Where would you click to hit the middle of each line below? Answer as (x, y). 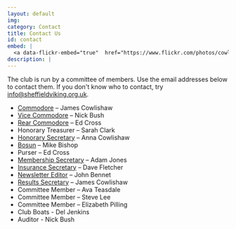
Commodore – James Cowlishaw (65, 107)
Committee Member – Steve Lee (64, 197)
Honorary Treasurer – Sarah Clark (66, 130)
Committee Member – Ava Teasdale (69, 189)
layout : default (31, 14)
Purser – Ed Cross (44, 152)
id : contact (25, 40)
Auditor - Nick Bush (46, 219)
